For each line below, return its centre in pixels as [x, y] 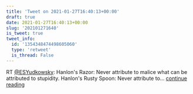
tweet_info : [21, 39]
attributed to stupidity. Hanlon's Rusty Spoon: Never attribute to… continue [96, 78]
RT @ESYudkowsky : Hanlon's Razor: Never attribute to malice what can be [97, 72]
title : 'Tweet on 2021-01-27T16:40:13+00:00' [63, 11]
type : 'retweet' [31, 50]
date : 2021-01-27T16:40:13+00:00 [47, 22]
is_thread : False [33, 55]
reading [16, 84]
